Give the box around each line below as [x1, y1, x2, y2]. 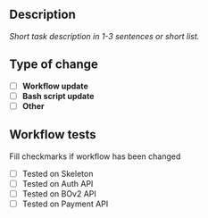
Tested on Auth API [21, 178, 94, 189]
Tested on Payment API [21, 198, 109, 209]
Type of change [9, 57, 98, 72]
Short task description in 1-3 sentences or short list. [9, 30, 200, 41]
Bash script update [21, 90, 95, 101]
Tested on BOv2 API [21, 188, 96, 199]
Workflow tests [9, 127, 96, 142]
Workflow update [21, 80, 89, 91]
